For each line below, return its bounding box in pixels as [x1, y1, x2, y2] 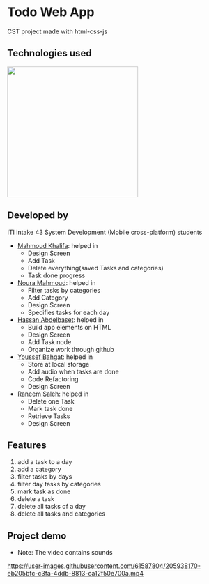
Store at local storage [27, 360, 90, 368]
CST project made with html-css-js [7, 27, 108, 36]
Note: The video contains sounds [17, 548, 113, 557]
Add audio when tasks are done [27, 367, 120, 376]
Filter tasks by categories [27, 286, 101, 294]
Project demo [7, 530, 67, 541]
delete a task [17, 495, 55, 503]
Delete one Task [27, 397, 75, 405]
